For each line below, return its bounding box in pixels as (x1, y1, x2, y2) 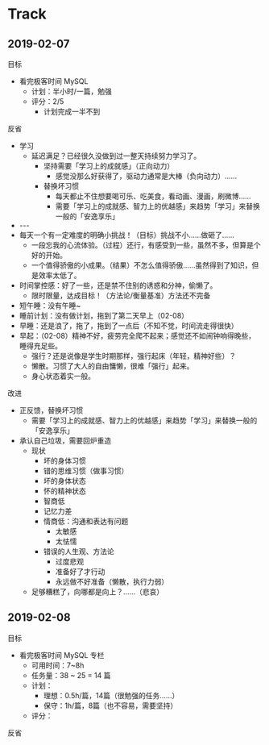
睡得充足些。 (19, 341, 62, 351)
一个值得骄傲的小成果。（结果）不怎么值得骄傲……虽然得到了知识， (31, 260, 252, 270)
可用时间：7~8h (31, 660, 85, 670)
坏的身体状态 (43, 477, 86, 485)
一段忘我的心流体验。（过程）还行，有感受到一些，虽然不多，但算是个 (31, 240, 261, 250)
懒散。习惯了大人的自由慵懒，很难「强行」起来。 (31, 361, 194, 371)
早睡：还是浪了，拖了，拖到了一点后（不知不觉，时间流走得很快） (19, 321, 238, 331)
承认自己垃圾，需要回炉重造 (19, 436, 112, 445)
